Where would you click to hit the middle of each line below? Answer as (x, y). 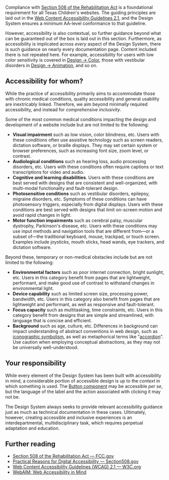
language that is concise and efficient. (52, 320)
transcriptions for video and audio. (48, 172)
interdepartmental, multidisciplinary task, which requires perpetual (74, 423)
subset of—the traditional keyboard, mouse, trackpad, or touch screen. (86, 236)
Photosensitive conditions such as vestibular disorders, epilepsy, (81, 194)
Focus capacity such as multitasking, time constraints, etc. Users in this (88, 310)
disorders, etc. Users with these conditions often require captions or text (88, 167)
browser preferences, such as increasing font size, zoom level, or (80, 151)
